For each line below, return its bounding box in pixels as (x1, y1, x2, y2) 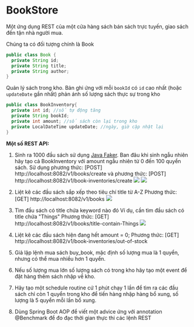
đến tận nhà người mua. (6, 29, 63, 36)
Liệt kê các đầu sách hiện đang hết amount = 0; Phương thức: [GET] (14, 231, 179, 238)
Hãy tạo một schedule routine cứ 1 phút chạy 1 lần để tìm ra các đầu (14, 284, 179, 291)
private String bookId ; (11, 113, 69, 119)
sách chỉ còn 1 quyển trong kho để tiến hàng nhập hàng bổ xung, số (14, 290, 179, 297)
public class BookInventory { (6, 102, 77, 108)
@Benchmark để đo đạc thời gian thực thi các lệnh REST (14, 314, 151, 321)
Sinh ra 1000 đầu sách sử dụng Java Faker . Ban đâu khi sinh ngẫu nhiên (14, 151, 189, 159)
